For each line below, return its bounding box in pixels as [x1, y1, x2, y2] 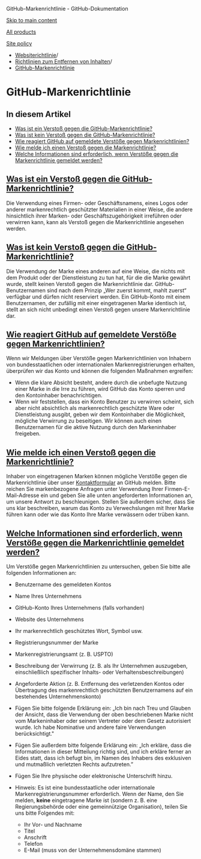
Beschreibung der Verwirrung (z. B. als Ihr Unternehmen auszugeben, [14, 662, 188, 670]
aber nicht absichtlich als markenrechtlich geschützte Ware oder [14, 405, 175, 412]
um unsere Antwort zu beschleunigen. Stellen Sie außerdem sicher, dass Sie [6, 498, 195, 505]
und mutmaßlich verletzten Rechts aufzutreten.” [14, 761, 134, 768]
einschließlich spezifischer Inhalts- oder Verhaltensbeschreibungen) [14, 668, 184, 676]
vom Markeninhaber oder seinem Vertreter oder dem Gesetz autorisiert [14, 718, 191, 725]
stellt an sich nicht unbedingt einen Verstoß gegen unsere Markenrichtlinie [6, 306, 191, 313]
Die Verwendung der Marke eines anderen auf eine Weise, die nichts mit [6, 267, 185, 275]
